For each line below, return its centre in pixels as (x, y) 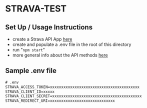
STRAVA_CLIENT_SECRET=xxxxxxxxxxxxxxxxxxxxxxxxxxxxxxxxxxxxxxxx (73, 96)
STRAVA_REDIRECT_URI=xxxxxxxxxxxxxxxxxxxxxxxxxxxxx (60, 101)
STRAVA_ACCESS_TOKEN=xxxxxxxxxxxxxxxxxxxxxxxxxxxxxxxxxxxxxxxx (72, 87)
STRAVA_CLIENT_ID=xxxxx (30, 91)
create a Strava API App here (42, 39)
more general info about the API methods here (60, 55)
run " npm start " (29, 50)
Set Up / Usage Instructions (49, 27)
